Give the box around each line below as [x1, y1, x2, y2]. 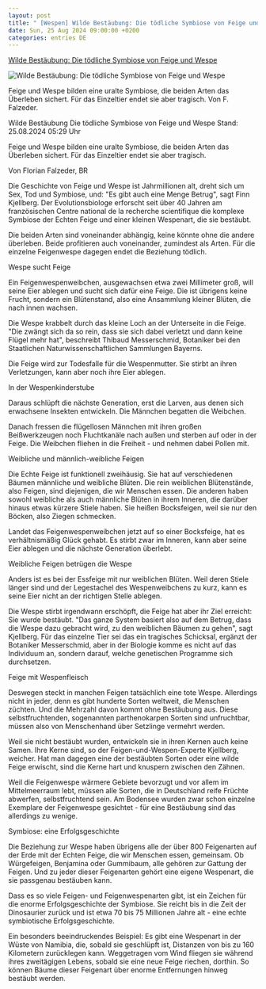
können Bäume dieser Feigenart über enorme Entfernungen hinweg [8, 965, 228, 975]
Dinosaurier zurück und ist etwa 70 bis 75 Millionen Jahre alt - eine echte [8, 908, 247, 918]
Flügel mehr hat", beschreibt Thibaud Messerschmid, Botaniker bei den [8, 335, 241, 345]
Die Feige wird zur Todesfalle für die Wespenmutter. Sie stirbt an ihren [8, 359, 237, 368]
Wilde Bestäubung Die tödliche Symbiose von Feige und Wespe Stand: [8, 118, 239, 128]
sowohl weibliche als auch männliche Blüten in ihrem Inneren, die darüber [8, 494, 249, 504]
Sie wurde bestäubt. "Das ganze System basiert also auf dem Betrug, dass [8, 615, 252, 624]
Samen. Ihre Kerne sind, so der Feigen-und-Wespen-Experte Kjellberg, [8, 746, 239, 755]
